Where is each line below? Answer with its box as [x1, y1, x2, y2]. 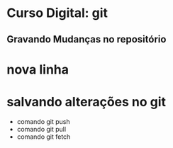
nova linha [6, 62, 69, 77]
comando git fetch [16, 132, 71, 141]
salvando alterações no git [6, 93, 167, 110]
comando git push [16, 117, 70, 125]
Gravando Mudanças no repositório [6, 33, 167, 45]
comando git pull [16, 125, 67, 133]
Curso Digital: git [6, 5, 108, 21]
